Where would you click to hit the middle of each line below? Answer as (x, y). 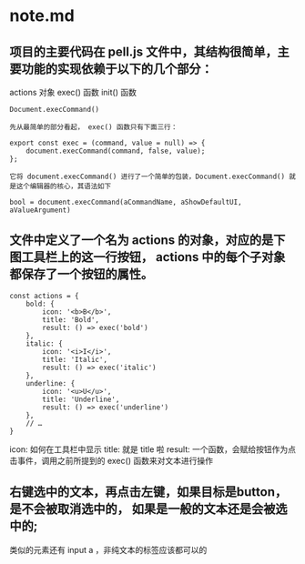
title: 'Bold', (71, 319)
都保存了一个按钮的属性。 (81, 274)
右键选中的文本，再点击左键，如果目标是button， (148, 492)
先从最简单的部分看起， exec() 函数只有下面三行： (94, 127)
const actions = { (44, 296)
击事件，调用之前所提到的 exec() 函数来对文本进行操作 (112, 460)
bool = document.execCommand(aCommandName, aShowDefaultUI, (126, 202)
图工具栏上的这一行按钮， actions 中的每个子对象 (147, 257)
